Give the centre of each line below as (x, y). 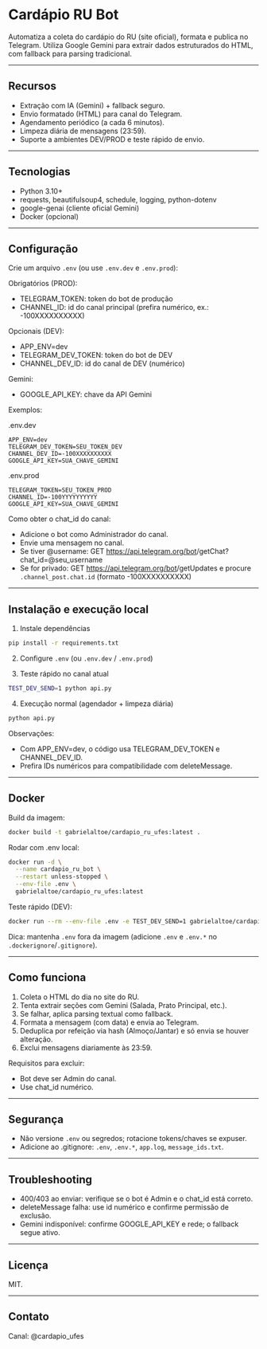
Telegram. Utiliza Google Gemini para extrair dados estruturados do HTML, (131, 45)
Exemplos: (25, 410)
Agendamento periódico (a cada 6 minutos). (92, 122)
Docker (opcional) (49, 216)
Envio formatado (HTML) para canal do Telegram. (101, 114)
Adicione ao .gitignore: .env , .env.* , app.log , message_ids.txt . (122, 1147)
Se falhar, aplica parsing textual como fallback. (96, 1014)
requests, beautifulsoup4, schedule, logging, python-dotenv (118, 199)
